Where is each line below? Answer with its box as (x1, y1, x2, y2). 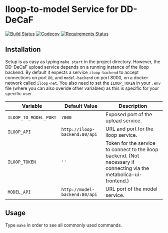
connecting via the (105, 164, 149, 171)
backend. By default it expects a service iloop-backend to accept (5, 69, 139, 75)
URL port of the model (105, 185, 157, 192)
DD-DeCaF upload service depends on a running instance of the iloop (5, 64, 149, 70)
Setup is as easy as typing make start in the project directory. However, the (5, 59, 161, 65)
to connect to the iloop (105, 146, 158, 153)
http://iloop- (61, 126, 95, 132)
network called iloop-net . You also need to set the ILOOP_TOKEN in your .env (5, 80, 161, 86)
